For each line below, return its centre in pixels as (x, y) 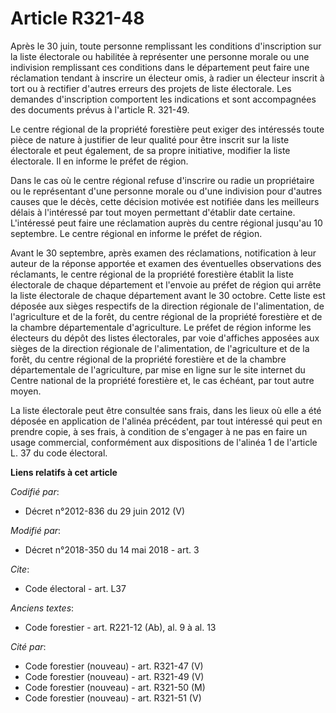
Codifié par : (35, 491)
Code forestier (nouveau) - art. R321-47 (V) (114, 666)
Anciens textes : (42, 608)
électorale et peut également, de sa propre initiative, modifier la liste (150, 150)
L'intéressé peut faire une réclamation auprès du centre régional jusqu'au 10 (166, 223)
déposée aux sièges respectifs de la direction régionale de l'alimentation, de (167, 306)
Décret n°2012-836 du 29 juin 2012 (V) (105, 511)
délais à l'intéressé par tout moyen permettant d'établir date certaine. (153, 212)
